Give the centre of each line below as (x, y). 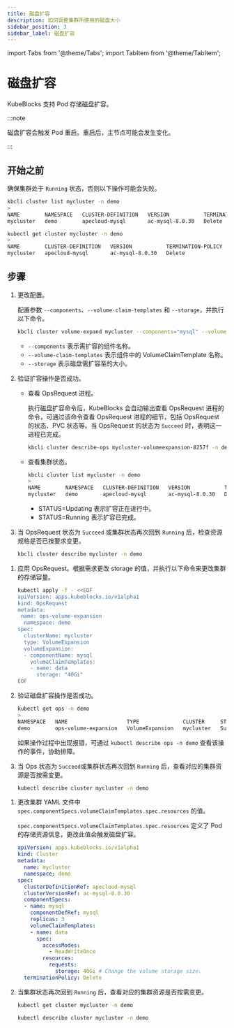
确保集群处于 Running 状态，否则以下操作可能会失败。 (84, 188)
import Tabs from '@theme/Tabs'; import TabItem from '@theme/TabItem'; (114, 53)
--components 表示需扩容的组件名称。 (81, 346)
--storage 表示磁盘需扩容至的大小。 (79, 363)
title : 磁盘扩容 (29, 14)
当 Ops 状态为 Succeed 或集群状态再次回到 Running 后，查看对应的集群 (116, 766)
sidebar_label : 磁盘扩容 (41, 33)
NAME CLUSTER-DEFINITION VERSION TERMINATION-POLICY (115, 247)
